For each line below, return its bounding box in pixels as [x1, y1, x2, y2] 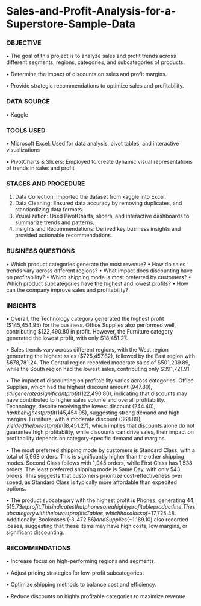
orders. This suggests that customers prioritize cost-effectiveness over [6, 472, 183, 479]
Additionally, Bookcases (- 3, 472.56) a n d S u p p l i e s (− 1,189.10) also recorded [6, 515, 188, 523]
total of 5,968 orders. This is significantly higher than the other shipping [6, 453, 185, 460]
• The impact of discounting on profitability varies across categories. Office [6, 376, 194, 384]
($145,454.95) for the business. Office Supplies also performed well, [6, 321, 176, 329]
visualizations [6, 146, 40, 153]
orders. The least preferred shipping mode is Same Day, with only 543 [6, 465, 181, 472]
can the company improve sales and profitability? [6, 286, 128, 294]
